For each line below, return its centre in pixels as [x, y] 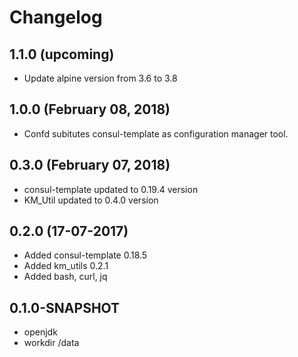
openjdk [40, 332]
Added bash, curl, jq [65, 277]
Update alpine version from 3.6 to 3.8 [100, 78]
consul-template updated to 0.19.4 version [111, 189]
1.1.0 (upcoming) [62, 54]
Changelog [56, 17]
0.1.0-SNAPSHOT [65, 307]
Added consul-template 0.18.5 [85, 255]
